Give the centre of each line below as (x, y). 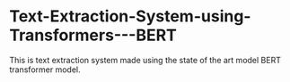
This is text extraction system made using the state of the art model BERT (145, 60)
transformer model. (45, 70)
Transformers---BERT (93, 35)
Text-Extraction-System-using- (130, 16)
